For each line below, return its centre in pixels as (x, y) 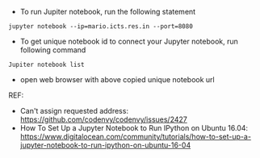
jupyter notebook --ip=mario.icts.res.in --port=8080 (101, 27)
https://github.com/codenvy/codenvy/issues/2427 (103, 119)
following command (53, 50)
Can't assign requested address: (74, 111)
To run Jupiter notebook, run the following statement (108, 12)
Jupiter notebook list (46, 64)
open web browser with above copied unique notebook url (117, 79)
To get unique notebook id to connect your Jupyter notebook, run (129, 41)
